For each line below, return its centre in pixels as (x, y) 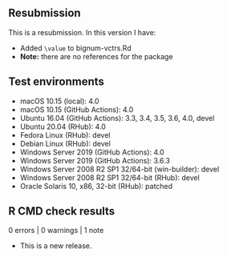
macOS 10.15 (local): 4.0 (59, 101)
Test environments (56, 82)
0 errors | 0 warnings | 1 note (56, 231)
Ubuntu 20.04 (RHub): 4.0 (63, 126)
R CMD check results (62, 211)
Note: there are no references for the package (97, 56)
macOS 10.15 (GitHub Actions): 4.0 (77, 109)
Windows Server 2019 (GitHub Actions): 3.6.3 (95, 160)
